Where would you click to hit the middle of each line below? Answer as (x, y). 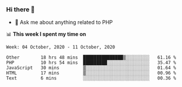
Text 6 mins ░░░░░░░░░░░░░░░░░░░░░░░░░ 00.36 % (91, 78)
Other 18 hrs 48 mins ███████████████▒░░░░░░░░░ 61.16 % (91, 58)
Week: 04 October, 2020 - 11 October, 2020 (61, 47)
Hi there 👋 (21, 9)
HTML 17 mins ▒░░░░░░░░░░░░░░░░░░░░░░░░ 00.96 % (91, 73)
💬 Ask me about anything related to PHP (64, 22)
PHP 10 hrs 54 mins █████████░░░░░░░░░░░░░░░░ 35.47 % (91, 63)
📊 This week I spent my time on (46, 34)
